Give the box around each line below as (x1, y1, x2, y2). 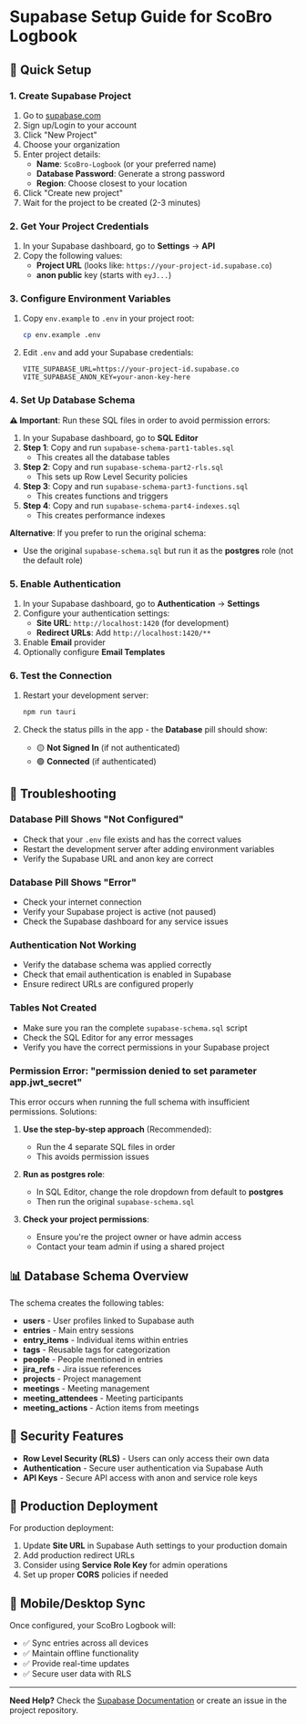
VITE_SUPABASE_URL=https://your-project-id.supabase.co (22, 364, 240, 375)
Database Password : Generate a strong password (36, 168, 226, 179)
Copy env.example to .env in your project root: (22, 313, 195, 324)
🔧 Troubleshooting (9, 785, 117, 801)
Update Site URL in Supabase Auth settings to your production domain (22, 1540, 288, 1551)
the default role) (22, 554, 84, 566)
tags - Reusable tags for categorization (22, 1344, 171, 1355)
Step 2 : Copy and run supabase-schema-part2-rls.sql (22, 461, 224, 472)
